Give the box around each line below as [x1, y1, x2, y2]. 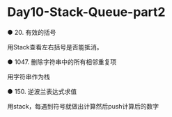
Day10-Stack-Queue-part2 [7, 4, 166, 20]
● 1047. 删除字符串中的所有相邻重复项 [7, 57, 117, 66]
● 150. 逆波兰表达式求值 [7, 87, 77, 95]
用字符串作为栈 [7, 72, 50, 81]
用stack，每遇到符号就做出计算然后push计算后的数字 [7, 102, 159, 110]
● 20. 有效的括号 [7, 28, 56, 36]
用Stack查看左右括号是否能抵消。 [7, 42, 103, 51]
